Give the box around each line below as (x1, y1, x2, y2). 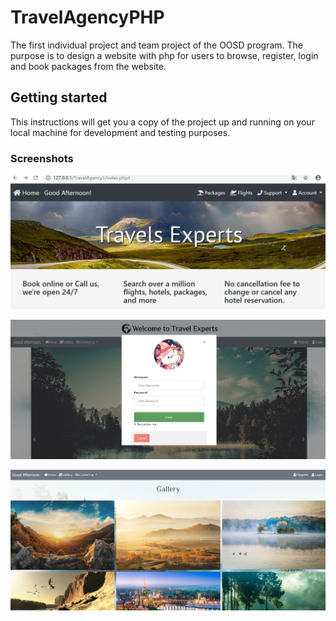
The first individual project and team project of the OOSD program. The (10, 39, 304, 51)
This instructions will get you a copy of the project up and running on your (10, 116, 315, 128)
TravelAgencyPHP (10, 6, 165, 29)
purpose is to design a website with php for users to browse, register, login (10, 49, 319, 61)
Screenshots (10, 151, 74, 165)
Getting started (10, 89, 108, 106)
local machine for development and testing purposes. (10, 126, 231, 138)
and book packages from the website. (10, 60, 167, 72)
